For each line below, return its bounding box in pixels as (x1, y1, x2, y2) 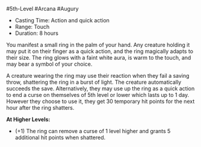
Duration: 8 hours (14, 30, 59, 37)
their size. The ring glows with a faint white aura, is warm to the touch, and (6, 54, 191, 61)
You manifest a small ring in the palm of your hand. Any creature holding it (6, 42, 190, 48)
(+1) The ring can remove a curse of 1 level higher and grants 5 (14, 128, 171, 134)
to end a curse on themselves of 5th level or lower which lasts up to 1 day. (6, 92, 190, 98)
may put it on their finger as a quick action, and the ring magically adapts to (6, 48, 194, 55)
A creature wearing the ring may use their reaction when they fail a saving (6, 72, 190, 79)
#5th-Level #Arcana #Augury (6, 5, 79, 12)
